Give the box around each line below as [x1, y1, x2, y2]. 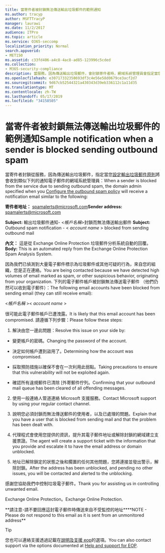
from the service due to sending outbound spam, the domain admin [5, 183, 141, 189]
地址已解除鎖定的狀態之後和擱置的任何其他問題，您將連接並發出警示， [12, 459, 155, 465]
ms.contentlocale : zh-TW [5, 89, 56, 94]
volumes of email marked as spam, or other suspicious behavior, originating [5, 273, 159, 279]
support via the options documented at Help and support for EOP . [5, 543, 138, 549]
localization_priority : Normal [5, 44, 69, 49]
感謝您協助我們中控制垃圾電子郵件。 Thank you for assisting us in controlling [5, 481, 159, 487]
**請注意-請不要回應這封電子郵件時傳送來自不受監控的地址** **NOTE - [5, 507, 147, 513]
